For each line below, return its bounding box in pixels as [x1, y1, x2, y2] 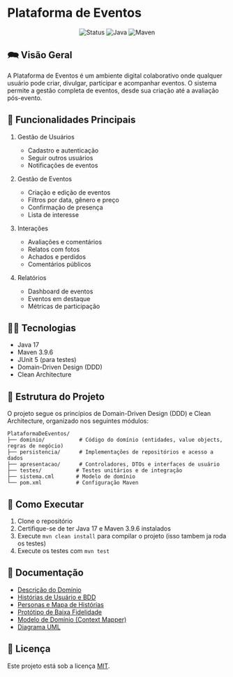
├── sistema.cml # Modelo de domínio [7, 473, 136, 480]
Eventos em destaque [27, 294, 91, 302]
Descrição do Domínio [17, 585, 82, 594]
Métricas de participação [27, 302, 100, 310]
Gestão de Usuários [17, 132, 75, 141]
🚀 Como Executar [7, 498, 84, 510]
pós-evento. [7, 93, 43, 102]
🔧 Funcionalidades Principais [7, 114, 136, 126]
